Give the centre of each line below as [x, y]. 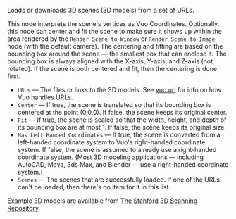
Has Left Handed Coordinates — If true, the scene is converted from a [119, 134]
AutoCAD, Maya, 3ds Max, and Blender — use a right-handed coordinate [123, 164]
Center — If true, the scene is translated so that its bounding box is [114, 105]
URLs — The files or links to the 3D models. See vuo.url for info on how [119, 90]
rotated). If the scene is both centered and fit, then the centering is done [112, 69]
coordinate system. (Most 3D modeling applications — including [111, 157]
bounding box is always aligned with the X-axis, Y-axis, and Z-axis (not [110, 61]
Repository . [24, 208]
